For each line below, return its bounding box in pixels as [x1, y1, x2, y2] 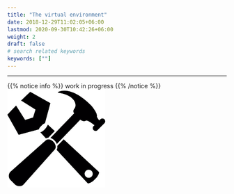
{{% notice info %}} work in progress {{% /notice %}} [7, 81, 162, 90]
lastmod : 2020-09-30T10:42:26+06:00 [7, 26, 114, 33]
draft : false [7, 40, 45, 48]
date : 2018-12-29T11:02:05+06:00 [7, 18, 104, 26]
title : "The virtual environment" [7, 11, 108, 18]
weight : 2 [7, 33, 36, 40]
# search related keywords [7, 48, 86, 55]
